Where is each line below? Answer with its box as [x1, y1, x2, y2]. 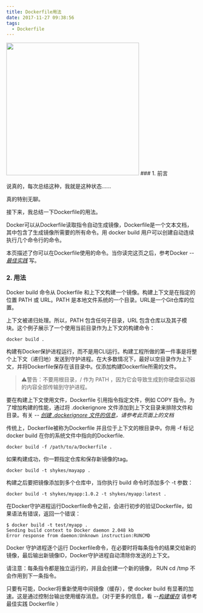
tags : [6, 20, 20, 26]
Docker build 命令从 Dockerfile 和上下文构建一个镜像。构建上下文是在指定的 [6, 289, 196, 296]
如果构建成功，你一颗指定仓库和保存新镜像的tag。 [6, 455, 131, 463]
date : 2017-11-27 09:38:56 [6, 15, 75, 21]
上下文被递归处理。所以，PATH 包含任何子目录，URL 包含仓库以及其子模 [6, 317, 188, 324]
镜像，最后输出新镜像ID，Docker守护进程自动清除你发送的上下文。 [6, 551, 173, 558]
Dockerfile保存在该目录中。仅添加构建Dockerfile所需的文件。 [27, 363, 180, 370]
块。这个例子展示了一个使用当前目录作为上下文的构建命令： [6, 324, 155, 331]
